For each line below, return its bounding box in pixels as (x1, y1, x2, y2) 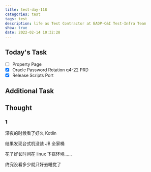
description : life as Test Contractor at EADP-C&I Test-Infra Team (5, 21, 147, 26)
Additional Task (5, 87, 54, 95)
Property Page (12, 61, 42, 67)
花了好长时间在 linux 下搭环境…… (5, 151, 72, 157)
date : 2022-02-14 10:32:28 (5, 30, 60, 35)
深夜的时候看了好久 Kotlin (5, 130, 57, 136)
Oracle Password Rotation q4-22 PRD (12, 67, 89, 73)
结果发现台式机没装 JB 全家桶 (5, 141, 65, 146)
